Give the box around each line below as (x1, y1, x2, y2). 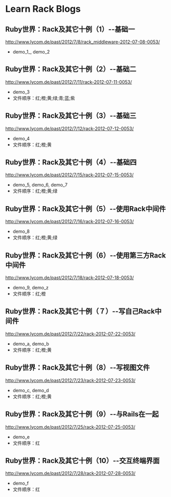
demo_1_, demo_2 (12, 49, 50, 54)
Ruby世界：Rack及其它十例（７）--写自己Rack (5, 307, 155, 316)
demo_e (12, 434, 30, 440)
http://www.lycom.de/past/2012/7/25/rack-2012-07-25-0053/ (5, 424, 136, 430)
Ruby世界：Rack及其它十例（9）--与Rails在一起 (5, 410, 159, 419)
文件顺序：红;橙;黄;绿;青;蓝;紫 (12, 95, 75, 101)
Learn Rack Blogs (5, 3, 81, 15)
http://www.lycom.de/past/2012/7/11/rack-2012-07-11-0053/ (5, 79, 132, 85)
